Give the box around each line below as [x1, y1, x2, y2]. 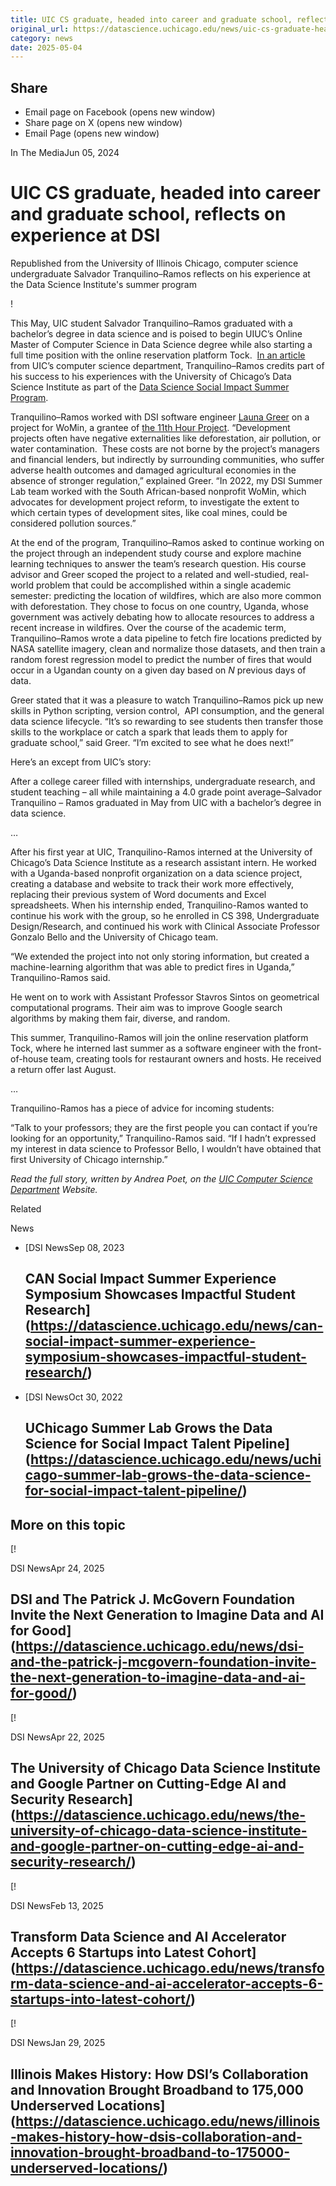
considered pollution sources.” [10, 517, 137, 529]
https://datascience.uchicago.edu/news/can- [30, 1317, 324, 1335]
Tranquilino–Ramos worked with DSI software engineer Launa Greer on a [10, 411, 310, 423]
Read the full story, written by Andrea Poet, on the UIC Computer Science [10, 1173, 313, 1185]
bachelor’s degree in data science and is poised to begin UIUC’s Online [10, 328, 303, 340]
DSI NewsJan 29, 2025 [10, 2037, 106, 2049]
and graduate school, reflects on [10, 203, 287, 226]
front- [298, 1042, 322, 1054]
